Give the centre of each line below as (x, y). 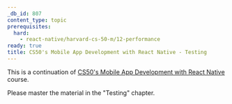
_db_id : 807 (24, 14)
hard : (22, 33)
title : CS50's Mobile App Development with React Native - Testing (107, 53)
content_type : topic (37, 20)
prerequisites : (29, 26)
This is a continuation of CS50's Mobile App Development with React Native (116, 72)
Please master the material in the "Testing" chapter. (81, 93)
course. (18, 79)
